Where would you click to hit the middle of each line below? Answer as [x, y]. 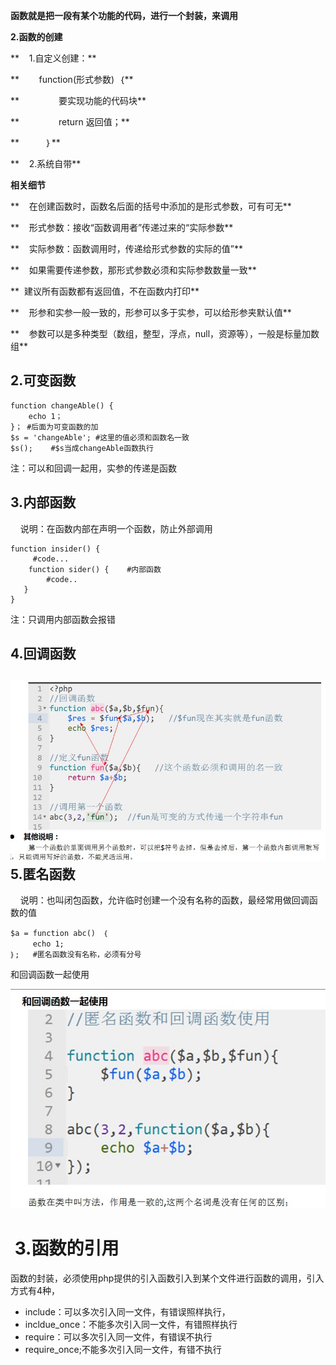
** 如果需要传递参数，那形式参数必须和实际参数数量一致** [133, 270]
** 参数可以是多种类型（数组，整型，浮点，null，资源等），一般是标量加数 [165, 333]
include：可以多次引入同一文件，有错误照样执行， [127, 1311]
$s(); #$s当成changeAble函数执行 [82, 448]
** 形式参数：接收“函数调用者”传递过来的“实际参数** [122, 227]
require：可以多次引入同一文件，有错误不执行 [118, 1336]
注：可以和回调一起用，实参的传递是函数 [93, 468]
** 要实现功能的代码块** [78, 100]
